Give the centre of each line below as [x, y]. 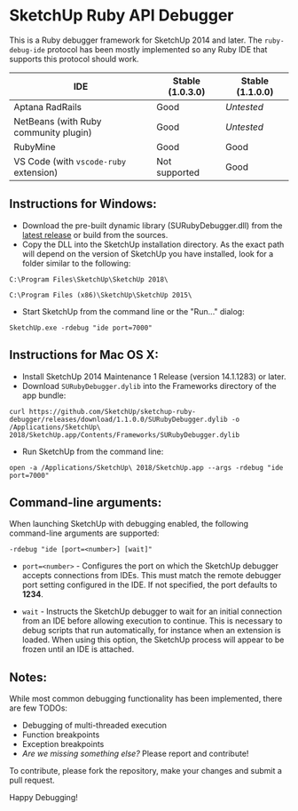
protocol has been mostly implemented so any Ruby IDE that [157, 49]
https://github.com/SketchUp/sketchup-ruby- [113, 411]
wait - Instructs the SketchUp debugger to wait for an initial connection [152, 612]
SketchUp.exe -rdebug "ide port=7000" [81, 328]
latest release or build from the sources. [95, 235]
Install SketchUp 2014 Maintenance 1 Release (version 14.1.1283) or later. [154, 376]
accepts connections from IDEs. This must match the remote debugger [152, 576]
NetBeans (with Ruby [58, 121]
